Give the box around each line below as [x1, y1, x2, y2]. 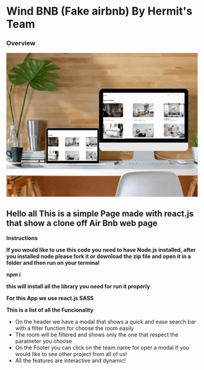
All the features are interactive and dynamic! [15, 357, 126, 364]
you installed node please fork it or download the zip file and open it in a [6, 253, 191, 260]
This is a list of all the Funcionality [6, 306, 94, 313]
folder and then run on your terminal [6, 259, 100, 266]
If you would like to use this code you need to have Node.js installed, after [6, 246, 196, 253]
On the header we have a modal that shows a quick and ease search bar [15, 318, 196, 325]
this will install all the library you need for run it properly [6, 282, 151, 290]
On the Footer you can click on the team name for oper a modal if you [15, 344, 189, 351]
